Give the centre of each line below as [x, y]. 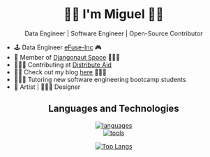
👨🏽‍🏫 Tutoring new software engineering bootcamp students [100, 79]
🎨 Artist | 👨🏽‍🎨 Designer [47, 87]
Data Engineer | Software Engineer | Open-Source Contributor [114, 33]
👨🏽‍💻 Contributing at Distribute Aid [62, 65]
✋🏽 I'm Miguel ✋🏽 [114, 14]
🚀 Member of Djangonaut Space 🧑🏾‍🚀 [67, 57]
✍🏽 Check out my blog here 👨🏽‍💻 [60, 72]
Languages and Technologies [114, 109]
